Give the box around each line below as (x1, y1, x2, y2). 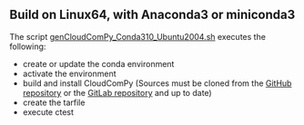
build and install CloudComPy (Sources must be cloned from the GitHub (22, 77, 292, 89)
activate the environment (22, 68, 117, 79)
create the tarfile (22, 97, 86, 108)
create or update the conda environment (22, 58, 175, 69)
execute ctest (22, 106, 75, 117)
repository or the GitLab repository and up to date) (22, 87, 212, 98)
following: (9, 41, 46, 52)
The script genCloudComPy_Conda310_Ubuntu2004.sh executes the (9, 31, 267, 42)
